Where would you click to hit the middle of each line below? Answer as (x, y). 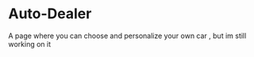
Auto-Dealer (50, 14)
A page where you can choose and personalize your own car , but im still (127, 36)
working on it (30, 44)
